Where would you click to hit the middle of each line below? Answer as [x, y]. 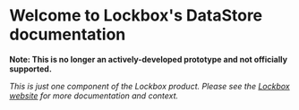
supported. [30, 69]
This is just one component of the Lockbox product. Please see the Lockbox [149, 86]
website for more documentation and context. [94, 96]
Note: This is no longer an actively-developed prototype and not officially [149, 59]
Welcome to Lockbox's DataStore [136, 16]
